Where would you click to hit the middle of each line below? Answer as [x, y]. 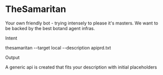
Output [12, 57]
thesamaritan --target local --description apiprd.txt [58, 47]
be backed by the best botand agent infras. [50, 28]
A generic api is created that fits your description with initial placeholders [81, 67]
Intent [11, 38]
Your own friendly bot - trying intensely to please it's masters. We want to [82, 23]
